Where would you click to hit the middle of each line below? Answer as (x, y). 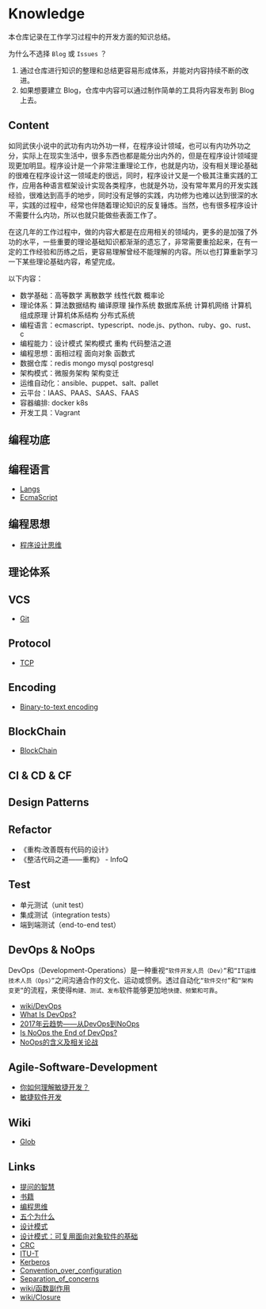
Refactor (30, 829)
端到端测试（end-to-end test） (70, 925)
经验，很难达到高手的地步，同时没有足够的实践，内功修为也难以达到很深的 (129, 195)
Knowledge (47, 14)
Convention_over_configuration (70, 1271)
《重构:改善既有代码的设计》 (66, 849)
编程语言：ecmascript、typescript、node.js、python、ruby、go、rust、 (137, 325)
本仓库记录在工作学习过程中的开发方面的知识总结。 (91, 36)
